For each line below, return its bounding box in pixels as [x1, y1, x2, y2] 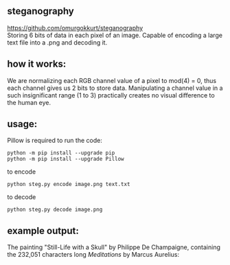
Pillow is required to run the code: [7, 137, 103, 145]
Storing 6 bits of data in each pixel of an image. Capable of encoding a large [7, 31, 223, 39]
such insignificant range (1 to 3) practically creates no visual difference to [7, 91, 215, 99]
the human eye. [7, 98, 51, 106]
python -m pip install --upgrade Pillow [7, 156, 125, 163]
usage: [7, 118, 38, 130]
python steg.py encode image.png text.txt [7, 181, 130, 188]
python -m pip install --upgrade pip [7, 150, 115, 157]
